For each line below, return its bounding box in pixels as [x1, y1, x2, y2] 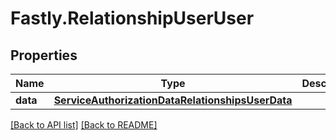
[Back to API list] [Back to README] [10, 119, 158, 131]
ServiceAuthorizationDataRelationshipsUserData [53, 93, 293, 107]
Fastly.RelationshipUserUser [10, 7, 255, 30]
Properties [10, 47, 78, 64]
